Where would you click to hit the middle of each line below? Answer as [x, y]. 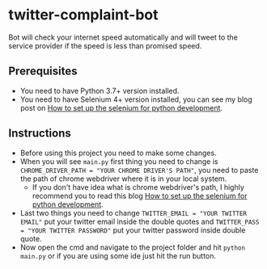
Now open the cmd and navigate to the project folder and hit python [132, 247]
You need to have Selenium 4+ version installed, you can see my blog [136, 99]
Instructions [40, 134]
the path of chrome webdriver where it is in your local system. [123, 179]
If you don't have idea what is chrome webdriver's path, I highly [138, 187]
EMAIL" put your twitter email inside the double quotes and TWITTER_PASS [140, 221]
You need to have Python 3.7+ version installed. [100, 90]
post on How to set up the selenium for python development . [121, 107]
